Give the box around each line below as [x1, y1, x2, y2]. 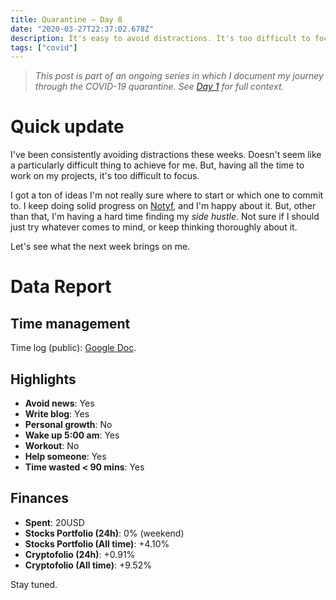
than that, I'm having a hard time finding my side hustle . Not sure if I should [10, 211, 320, 223]
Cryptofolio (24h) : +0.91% [24, 548, 136, 560]
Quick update [10, 116, 125, 138]
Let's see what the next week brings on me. [10, 241, 191, 253]
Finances [10, 490, 69, 507]
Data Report [10, 276, 112, 298]
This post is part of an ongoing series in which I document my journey [34, 70, 324, 82]
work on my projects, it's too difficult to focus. [10, 170, 200, 182]
